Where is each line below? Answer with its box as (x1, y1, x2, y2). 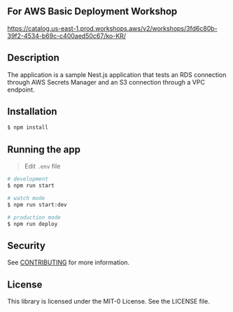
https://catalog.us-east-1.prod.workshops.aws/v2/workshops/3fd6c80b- (7, 24, 218, 32)
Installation (7, 106, 57, 118)
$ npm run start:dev (7, 201, 68, 208)
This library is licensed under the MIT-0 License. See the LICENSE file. (7, 297, 210, 305)
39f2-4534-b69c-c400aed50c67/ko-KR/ (7, 31, 127, 40)
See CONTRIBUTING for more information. (7, 258, 130, 267)
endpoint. (7, 85, 35, 94)
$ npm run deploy (7, 220, 58, 227)
